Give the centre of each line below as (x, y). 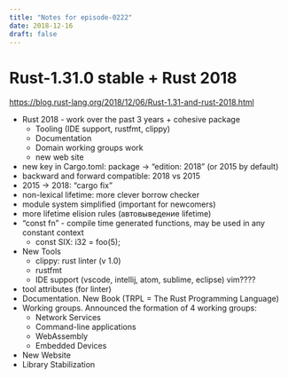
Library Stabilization (58, 365)
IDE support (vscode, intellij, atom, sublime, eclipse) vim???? (145, 280)
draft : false (33, 34)
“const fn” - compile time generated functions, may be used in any (144, 224)
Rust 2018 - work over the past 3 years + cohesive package (131, 120)
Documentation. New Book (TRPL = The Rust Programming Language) (150, 299)
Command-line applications (86, 327)
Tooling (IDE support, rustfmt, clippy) (103, 129)
